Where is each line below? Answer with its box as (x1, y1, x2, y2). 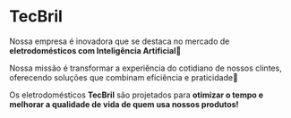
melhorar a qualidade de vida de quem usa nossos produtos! (9, 98, 239, 109)
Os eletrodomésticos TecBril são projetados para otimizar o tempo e (9, 89, 264, 100)
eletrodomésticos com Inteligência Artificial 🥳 (9, 45, 182, 55)
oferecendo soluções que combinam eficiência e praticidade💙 (9, 72, 239, 82)
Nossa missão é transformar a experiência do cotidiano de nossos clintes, (9, 63, 282, 73)
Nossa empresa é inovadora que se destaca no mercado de (9, 36, 230, 46)
